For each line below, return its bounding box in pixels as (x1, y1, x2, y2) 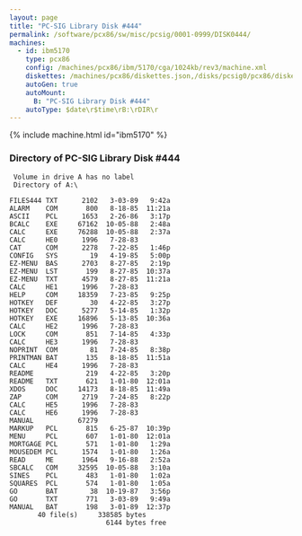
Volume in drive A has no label (13, 172, 135, 181)
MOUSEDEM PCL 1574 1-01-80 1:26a (9, 447, 171, 456)
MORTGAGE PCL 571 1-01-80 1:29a (9, 439, 171, 449)
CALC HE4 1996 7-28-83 (9, 361, 139, 370)
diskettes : (25, 72, 67, 81)
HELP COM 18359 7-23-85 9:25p (9, 290, 171, 299)
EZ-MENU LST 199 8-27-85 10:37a (9, 267, 171, 276)
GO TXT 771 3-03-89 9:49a (9, 495, 171, 504)
